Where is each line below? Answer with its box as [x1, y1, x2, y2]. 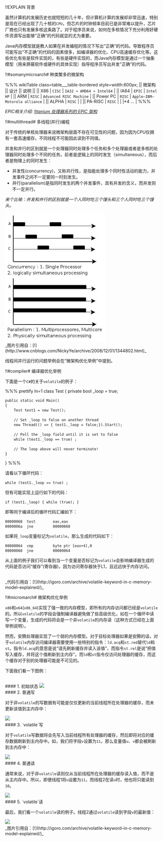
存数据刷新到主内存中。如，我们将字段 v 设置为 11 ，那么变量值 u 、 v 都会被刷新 [5, 738, 156, 744]
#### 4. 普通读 [5, 760, 35, 766]
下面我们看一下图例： [5, 668, 48, 674]
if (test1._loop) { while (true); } [5, 500, 79, 505]
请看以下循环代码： [5, 470, 44, 476]
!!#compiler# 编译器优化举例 [5, 368, 62, 374]
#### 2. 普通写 [5, 690, 35, 695]
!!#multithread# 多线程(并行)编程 [5, 119, 70, 125]
